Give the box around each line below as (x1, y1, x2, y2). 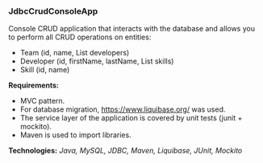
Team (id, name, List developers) (19, 48, 130, 58)
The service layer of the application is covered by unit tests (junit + (19, 113, 243, 123)
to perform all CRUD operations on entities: (8, 32, 152, 42)
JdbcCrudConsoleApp (8, 6, 98, 17)
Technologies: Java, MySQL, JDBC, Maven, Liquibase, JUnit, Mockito (8, 146, 243, 156)
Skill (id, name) (19, 65, 70, 75)
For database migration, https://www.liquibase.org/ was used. (19, 104, 226, 114)
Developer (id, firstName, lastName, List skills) (19, 56, 174, 66)
